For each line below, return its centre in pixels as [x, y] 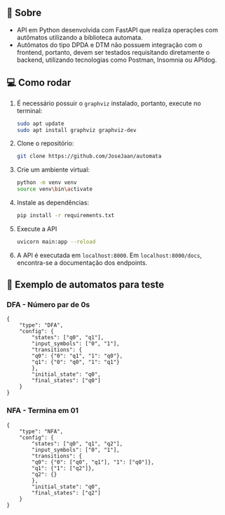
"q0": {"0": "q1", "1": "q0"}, [77, 356]
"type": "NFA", [41, 431]
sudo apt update [40, 124]
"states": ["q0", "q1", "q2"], [77, 443]
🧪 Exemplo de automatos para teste [86, 285]
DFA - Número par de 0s [48, 305]
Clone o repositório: [45, 143]
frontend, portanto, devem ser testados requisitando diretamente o [113, 52]
